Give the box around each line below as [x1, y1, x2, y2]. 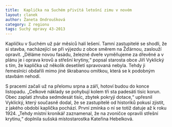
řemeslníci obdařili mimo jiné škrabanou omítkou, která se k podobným [5, 68, 155, 74]
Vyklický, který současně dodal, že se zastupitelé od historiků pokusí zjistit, [5, 99, 165, 105]
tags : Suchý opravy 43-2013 [5, 27, 66, 32]
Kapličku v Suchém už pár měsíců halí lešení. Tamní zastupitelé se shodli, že [5, 40, 167, 47]
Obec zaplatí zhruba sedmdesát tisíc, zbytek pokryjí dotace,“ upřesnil [5, 94, 152, 100]
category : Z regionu [5, 22, 50, 27]
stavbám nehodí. [5, 73, 41, 79]
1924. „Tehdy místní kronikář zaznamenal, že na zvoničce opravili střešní [5, 111, 159, 117]
